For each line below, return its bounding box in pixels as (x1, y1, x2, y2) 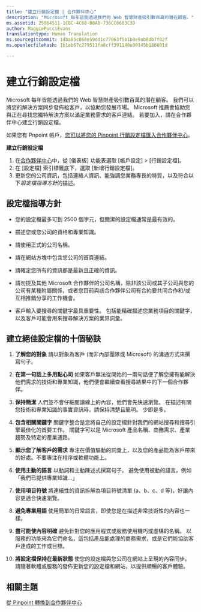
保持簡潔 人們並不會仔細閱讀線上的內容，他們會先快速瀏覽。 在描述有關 (14, 399, 192, 406)
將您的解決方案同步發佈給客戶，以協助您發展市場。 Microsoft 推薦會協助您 (6, 103, 191, 111)
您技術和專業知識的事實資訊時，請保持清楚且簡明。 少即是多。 (14, 406, 169, 414)
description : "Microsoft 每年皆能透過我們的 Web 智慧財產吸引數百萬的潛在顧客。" (6, 14, 194, 20)
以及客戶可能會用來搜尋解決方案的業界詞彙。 (14, 314, 126, 321)
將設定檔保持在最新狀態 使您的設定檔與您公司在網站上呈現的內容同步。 (14, 555, 190, 562)
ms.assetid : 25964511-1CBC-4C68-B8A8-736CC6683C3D (6, 20, 136, 26)
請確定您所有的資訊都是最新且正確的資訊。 (14, 266, 121, 273)
